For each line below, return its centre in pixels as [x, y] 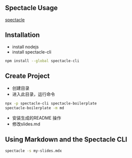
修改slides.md [26, 124]
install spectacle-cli [32, 52]
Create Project [28, 76]
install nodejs [25, 47]
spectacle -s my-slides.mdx [34, 151]
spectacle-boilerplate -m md [35, 108]
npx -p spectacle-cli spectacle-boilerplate [51, 104]
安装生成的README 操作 [37, 118]
